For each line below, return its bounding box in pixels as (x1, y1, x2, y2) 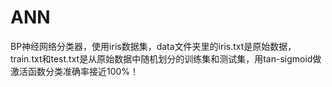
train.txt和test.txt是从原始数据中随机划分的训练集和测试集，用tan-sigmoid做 (10, 52, 322, 65)
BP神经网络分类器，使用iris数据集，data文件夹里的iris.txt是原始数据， (10, 40, 297, 52)
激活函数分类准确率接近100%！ (10, 65, 140, 77)
